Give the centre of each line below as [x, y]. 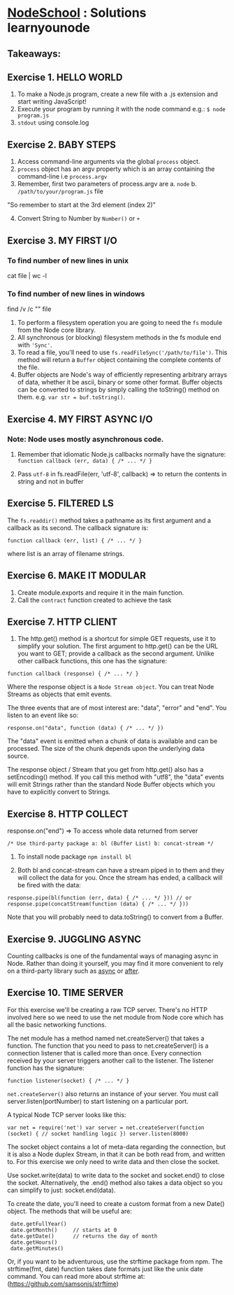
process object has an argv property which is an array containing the [116, 169]
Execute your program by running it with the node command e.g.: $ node [121, 109]
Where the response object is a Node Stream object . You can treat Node [111, 687]
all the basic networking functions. [57, 1025]
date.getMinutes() [37, 1248]
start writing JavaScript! [52, 102]
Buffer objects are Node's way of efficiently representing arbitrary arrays [122, 375]
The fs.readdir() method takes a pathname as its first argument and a [109, 520]
